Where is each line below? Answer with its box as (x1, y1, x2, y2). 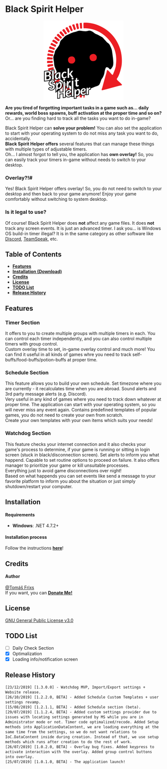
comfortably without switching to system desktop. (5, 196, 108, 202)
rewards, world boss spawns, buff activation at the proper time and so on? (5, 110, 162, 116)
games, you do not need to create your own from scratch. (5, 412, 123, 418)
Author (5, 573, 20, 580)
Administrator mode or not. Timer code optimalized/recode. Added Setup (5, 719, 159, 724)
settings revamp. (5, 699, 41, 704)
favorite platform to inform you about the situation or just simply (5, 478, 136, 484)
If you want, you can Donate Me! (5, 590, 73, 596)
